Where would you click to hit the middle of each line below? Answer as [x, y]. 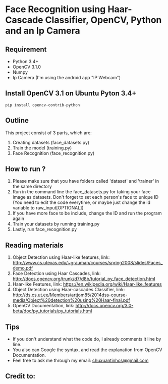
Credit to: [20, 376]
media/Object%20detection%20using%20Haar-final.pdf [71, 300]
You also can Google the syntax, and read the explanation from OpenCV [87, 350]
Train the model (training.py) [42, 148]
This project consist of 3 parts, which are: [48, 133]
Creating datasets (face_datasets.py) [51, 142]
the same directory [32, 186]
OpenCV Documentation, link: [43, 306]
